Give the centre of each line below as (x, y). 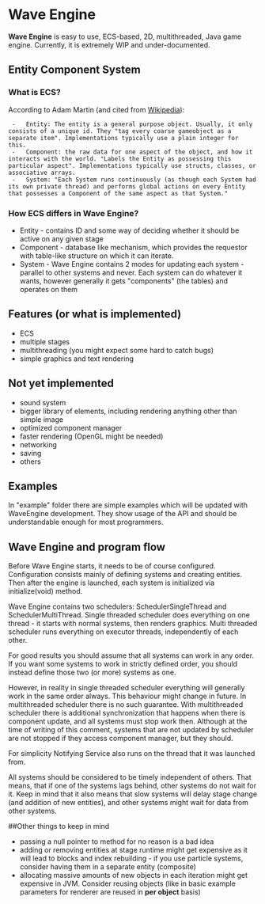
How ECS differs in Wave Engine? (74, 213)
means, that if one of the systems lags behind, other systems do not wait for (132, 786)
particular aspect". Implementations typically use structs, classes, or (132, 165)
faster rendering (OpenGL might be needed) (91, 436)
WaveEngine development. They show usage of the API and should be (123, 514)
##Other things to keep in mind (59, 826)
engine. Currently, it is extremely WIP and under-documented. (110, 44)
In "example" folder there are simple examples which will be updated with (128, 505)
